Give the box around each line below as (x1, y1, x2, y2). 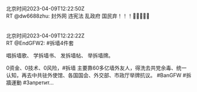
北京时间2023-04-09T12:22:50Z (6, 5, 85, 12)
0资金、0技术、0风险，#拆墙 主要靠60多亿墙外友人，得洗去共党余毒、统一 (6, 64, 187, 71)
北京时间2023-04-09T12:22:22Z (6, 32, 85, 39)
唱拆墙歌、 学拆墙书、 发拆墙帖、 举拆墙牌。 (6, 52, 113, 59)
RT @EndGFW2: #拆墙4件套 (6, 40, 74, 46)
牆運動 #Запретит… (6, 79, 54, 86)
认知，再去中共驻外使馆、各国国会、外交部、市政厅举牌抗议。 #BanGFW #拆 (6, 72, 192, 79)
